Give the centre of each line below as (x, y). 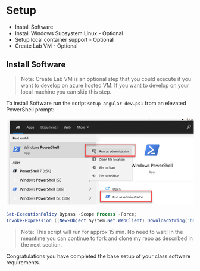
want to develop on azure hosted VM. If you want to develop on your (105, 85)
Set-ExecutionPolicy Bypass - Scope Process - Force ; (71, 214)
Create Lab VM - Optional (46, 46)
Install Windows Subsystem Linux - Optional (69, 33)
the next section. (41, 244)
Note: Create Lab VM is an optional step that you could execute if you (106, 79)
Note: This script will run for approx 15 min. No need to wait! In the (102, 232)
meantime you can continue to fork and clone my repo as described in (107, 238)
